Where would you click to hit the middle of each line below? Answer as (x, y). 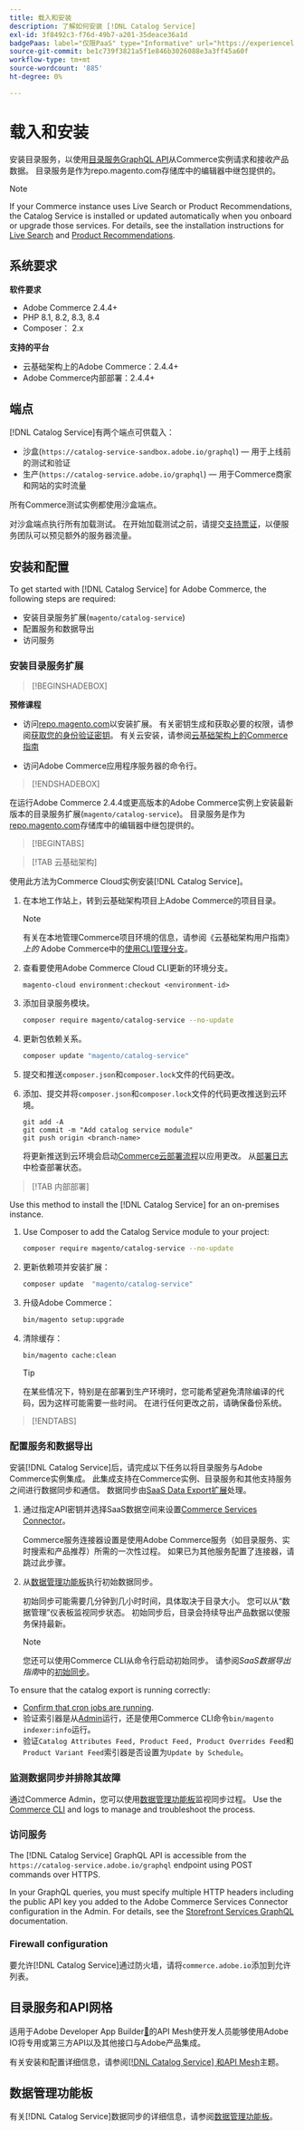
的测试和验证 (46, 463)
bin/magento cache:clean (69, 1355)
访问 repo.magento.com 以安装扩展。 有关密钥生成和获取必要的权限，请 (154, 724)
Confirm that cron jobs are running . (88, 1707)
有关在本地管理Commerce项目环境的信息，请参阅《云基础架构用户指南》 (158, 938)
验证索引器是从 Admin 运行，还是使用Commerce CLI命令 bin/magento (148, 1718)
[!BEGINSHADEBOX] (69, 686)
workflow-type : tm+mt (50, 60)
